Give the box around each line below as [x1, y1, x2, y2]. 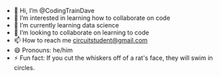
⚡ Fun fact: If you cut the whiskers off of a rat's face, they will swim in [13, 54, 213, 62]
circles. [13, 64, 35, 71]
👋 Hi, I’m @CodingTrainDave [13, 7, 95, 14]
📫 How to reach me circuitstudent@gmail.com [13, 36, 148, 44]
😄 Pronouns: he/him [13, 46, 73, 54]
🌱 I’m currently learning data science [13, 21, 119, 29]
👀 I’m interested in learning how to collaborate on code [13, 14, 171, 22]
